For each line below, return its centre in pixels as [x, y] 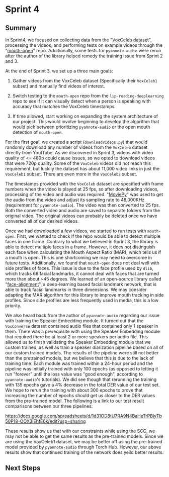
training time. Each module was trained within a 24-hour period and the [79, 363]
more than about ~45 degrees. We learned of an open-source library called [83, 279]
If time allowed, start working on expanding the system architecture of [85, 116]
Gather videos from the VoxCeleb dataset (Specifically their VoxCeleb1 [85, 81]
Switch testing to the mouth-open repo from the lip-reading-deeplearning [88, 96]
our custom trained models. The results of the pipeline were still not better [82, 353]
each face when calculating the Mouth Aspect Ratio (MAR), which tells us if [83, 252]
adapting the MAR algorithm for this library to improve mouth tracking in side [84, 295]
